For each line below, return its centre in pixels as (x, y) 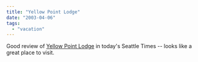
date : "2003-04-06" (31, 18)
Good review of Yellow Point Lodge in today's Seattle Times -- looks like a (99, 46)
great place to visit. (30, 53)
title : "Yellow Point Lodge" (43, 12)
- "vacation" (28, 29)
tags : (13, 23)
